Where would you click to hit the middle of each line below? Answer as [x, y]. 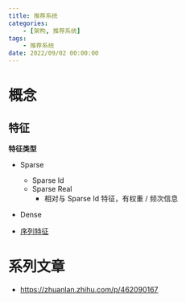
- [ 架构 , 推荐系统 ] [52, 31]
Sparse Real [52, 189]
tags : [17, 38]
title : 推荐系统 [33, 16]
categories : [28, 23]
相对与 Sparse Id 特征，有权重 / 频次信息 [111, 199]
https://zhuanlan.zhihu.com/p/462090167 [89, 289]
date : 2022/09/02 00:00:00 [54, 53]
